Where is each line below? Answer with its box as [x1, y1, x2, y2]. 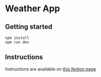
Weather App [5, 3, 60, 14]
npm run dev [5, 40, 29, 45]
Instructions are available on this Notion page [5, 66, 96, 72]
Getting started [5, 23, 53, 31]
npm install [5, 35, 29, 40]
